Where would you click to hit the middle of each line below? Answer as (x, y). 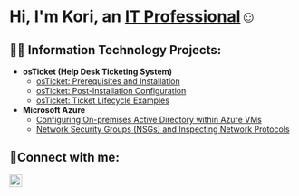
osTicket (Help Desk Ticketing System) (97, 71)
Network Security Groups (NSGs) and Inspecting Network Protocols (163, 129)
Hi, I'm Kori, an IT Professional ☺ (133, 17)
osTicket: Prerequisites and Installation (108, 81)
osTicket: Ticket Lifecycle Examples (103, 100)
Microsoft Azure (54, 110)
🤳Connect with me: (64, 158)
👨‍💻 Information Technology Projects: (116, 50)
